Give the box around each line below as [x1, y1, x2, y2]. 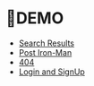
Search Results [18, 38, 75, 48]
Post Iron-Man [18, 47, 73, 57]
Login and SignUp [18, 66, 86, 77]
